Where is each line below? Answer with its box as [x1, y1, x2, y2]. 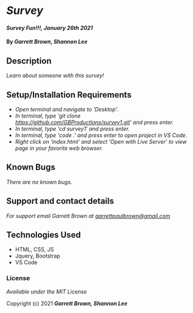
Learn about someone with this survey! [6, 72, 104, 79]
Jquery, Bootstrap [15, 252, 61, 259]
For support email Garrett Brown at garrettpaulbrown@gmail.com [6, 212, 171, 219]
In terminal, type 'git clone [15, 112, 81, 119]
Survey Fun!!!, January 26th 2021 [6, 24, 93, 31]
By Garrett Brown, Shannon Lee [6, 38, 88, 46]
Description [6, 55, 52, 66]
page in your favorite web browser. [15, 144, 103, 152]
